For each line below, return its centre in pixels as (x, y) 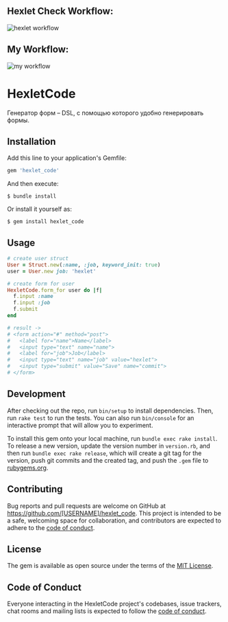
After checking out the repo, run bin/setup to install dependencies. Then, (110, 411)
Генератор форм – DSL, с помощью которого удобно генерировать (105, 113)
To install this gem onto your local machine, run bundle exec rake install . (112, 438)
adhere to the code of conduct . (51, 527)
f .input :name (33, 297)
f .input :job (32, 303)
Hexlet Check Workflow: (60, 11)
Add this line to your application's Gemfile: (67, 158)
